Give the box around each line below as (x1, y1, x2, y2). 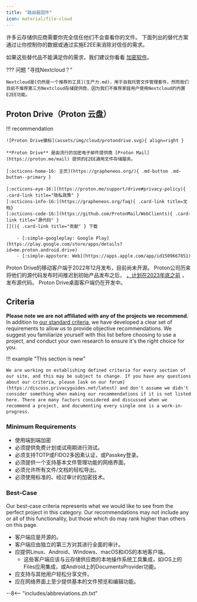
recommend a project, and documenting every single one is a (6, 403, 160, 409)
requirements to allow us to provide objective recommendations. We (6, 325, 172, 332)
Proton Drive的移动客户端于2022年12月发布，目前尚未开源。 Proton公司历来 (6, 264, 191, 272)
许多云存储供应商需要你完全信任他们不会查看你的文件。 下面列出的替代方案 (6, 33, 189, 41)
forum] (109, 379, 126, 385)
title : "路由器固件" (6, 9, 52, 15)
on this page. (6, 521, 38, 528)
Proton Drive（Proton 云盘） (6, 109, 111, 119)
